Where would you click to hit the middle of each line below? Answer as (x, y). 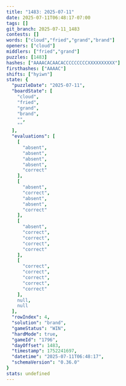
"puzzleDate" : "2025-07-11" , (48, 86)
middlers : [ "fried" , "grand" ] (43, 52)
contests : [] (23, 35)
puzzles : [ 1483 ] (27, 57)
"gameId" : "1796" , (35, 340)
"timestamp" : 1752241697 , (45, 351)
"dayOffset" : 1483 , (36, 345)
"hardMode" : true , (35, 334)
